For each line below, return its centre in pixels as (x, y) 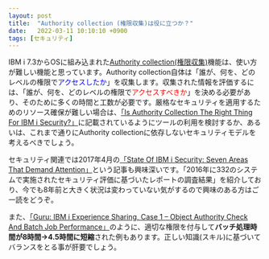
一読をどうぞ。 (33, 200)
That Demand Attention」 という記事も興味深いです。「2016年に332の (123, 170)
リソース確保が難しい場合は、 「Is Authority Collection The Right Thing (137, 113)
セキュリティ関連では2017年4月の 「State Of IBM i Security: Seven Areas (128, 160)
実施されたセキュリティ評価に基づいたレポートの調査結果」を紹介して (139, 180)
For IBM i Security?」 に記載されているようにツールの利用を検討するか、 (128, 122)
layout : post (30, 16)
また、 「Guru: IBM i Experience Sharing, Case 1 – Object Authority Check (128, 217)
